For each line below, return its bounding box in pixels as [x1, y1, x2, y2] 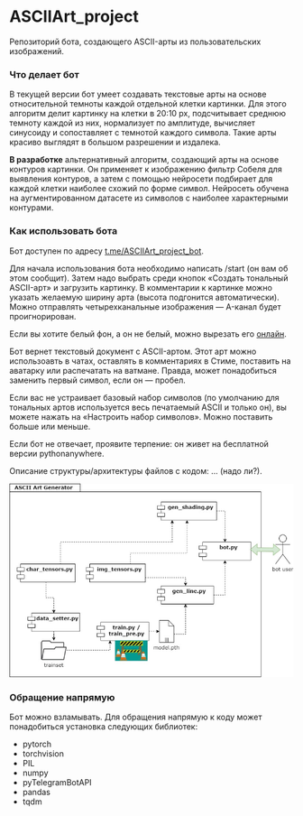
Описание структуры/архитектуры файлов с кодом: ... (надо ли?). [9, 465, 263, 476]
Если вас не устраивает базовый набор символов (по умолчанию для [9, 392, 280, 403]
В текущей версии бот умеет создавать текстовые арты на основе [9, 88, 267, 100]
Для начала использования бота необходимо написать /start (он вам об [9, 263, 289, 274]
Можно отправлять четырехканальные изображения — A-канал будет [9, 301, 281, 312]
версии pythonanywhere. [9, 448, 105, 459]
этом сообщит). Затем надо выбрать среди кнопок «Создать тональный [9, 273, 289, 283]
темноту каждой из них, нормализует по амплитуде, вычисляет [9, 117, 255, 128]
